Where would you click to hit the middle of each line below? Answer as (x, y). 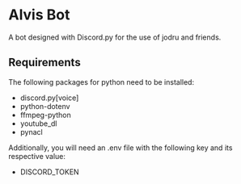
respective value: (37, 156)
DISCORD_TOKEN (49, 172)
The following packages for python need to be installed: (101, 82)
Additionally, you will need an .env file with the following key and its (120, 148)
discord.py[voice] (49, 98)
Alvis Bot (39, 15)
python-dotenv (45, 106)
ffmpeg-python (45, 115)
